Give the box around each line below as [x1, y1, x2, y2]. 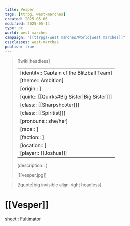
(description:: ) [17, 162, 48, 168]
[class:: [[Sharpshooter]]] [19, 101, 80, 108]
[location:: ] [19, 142, 47, 149]
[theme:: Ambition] [19, 77, 64, 84]
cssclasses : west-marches [5, 40, 59, 45]
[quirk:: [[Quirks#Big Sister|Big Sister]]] [19, 93, 113, 100]
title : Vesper [5, 7, 35, 12]
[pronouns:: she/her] [19, 117, 68, 124]
